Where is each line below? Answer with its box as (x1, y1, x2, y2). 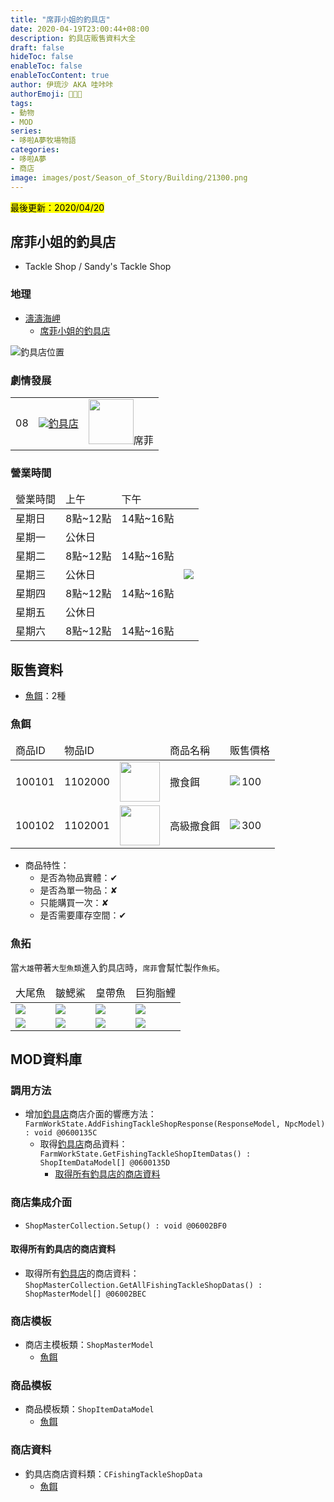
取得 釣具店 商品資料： (39, 1138, 128, 1150)
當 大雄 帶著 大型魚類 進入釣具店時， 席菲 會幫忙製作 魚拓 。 (10, 961, 225, 973)
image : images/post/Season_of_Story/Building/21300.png (10, 172, 248, 183)
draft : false (10, 42, 65, 53)
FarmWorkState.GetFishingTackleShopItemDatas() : (39, 1149, 252, 1160)
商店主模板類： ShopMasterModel (24, 1339, 155, 1351)
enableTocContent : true (10, 71, 110, 81)
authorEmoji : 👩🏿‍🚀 (10, 89, 83, 99)
